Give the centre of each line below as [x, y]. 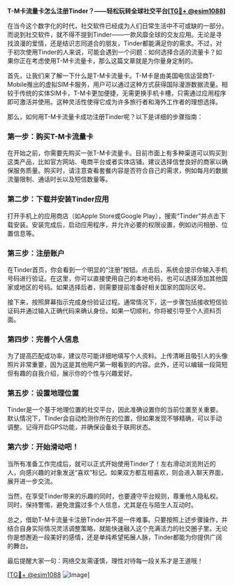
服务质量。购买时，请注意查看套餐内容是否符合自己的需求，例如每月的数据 [120, 171]
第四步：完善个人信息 [43, 339]
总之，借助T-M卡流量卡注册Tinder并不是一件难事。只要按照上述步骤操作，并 [117, 520]
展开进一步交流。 [32, 481]
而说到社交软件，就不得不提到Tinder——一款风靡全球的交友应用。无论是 [112, 35]
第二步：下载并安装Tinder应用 [58, 199]
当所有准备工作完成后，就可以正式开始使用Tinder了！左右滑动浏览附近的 [112, 464]
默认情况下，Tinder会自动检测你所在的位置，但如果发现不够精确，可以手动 [115, 418]
